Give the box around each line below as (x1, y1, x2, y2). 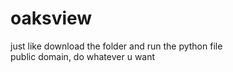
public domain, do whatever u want (10, 50, 156, 62)
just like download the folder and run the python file (10, 40, 223, 52)
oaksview (10, 7, 93, 30)
